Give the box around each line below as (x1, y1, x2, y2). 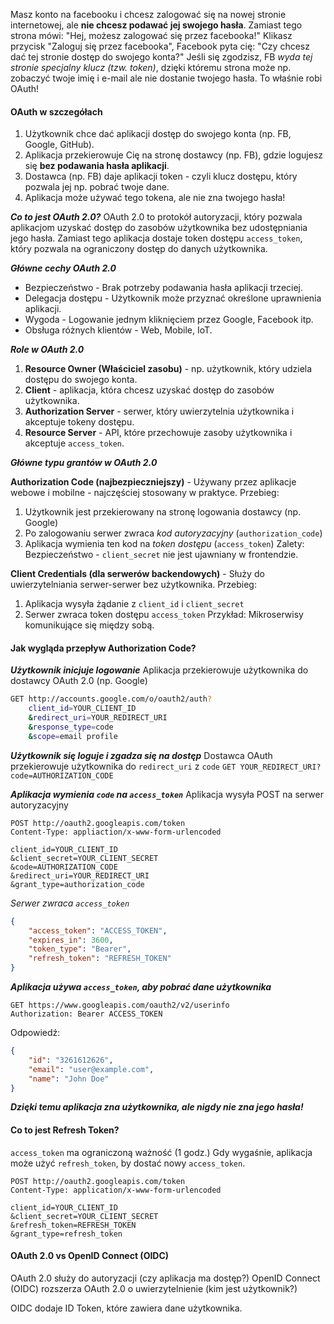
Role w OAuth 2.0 (10, 344, 85, 356)
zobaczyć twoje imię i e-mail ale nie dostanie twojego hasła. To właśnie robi (10, 72, 323, 84)
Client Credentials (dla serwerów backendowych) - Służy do (10, 568, 265, 580)
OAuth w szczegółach (10, 105, 103, 118)
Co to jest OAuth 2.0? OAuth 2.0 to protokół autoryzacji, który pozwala (10, 211, 303, 223)
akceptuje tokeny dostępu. (24, 416, 135, 428)
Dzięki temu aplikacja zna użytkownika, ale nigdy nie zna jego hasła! (10, 1101, 304, 1113)
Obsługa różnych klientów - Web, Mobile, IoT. (24, 324, 213, 336)
